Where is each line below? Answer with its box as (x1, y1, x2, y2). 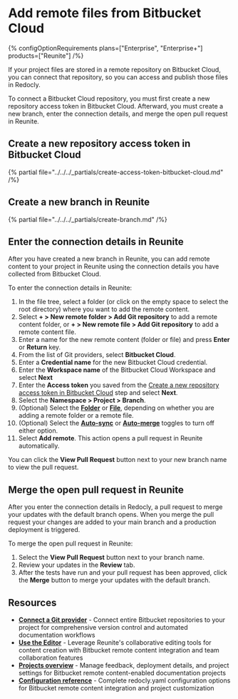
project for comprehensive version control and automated (18, 623, 188, 631)
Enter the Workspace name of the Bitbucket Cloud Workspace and (18, 366, 216, 374)
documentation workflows (18, 630, 95, 639)
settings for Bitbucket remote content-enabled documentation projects (18, 669, 227, 677)
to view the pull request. (8, 463, 79, 472)
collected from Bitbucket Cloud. (8, 270, 102, 278)
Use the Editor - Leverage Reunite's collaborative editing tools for (18, 638, 212, 647)
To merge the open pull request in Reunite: (8, 539, 133, 548)
